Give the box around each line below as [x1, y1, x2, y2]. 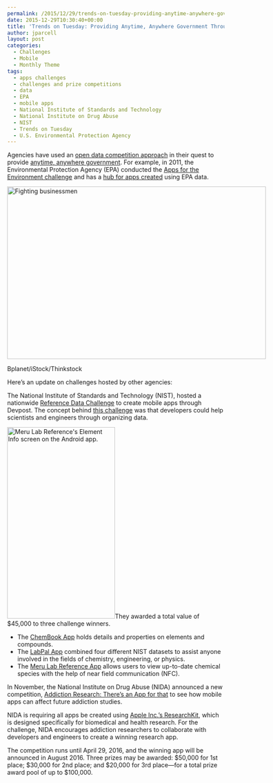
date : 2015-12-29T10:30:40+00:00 [7, 17, 103, 23]
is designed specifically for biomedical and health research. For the [7, 718, 199, 726]
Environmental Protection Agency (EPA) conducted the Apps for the [7, 166, 199, 174]
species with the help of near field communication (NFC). [17, 670, 181, 678]
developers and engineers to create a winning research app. [7, 733, 179, 742]
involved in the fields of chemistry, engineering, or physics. [17, 655, 185, 663]
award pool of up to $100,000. [7, 769, 93, 777]
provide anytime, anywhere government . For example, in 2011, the [7, 158, 194, 166]
